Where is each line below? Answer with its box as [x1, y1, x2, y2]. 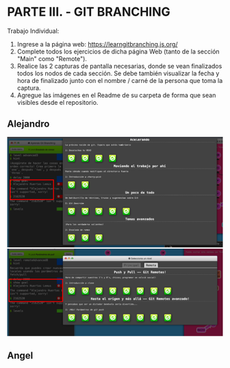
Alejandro [7, 118, 50, 130]
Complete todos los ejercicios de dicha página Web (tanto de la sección [16, 47, 220, 56]
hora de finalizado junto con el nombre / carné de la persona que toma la [16, 76, 223, 84]
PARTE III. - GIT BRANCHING [7, 4, 171, 20]
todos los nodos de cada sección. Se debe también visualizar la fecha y [16, 69, 220, 77]
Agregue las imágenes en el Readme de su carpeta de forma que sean [16, 90, 216, 99]
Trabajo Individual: [7, 27, 60, 35]
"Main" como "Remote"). [16, 54, 88, 62]
